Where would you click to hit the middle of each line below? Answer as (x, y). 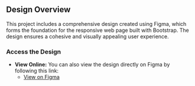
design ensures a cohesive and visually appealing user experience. (87, 36)
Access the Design (34, 51)
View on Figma (42, 77)
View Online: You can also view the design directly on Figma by (92, 65)
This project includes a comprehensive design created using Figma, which (96, 24)
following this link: (37, 71)
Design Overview (38, 10)
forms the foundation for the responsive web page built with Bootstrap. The (98, 30)
